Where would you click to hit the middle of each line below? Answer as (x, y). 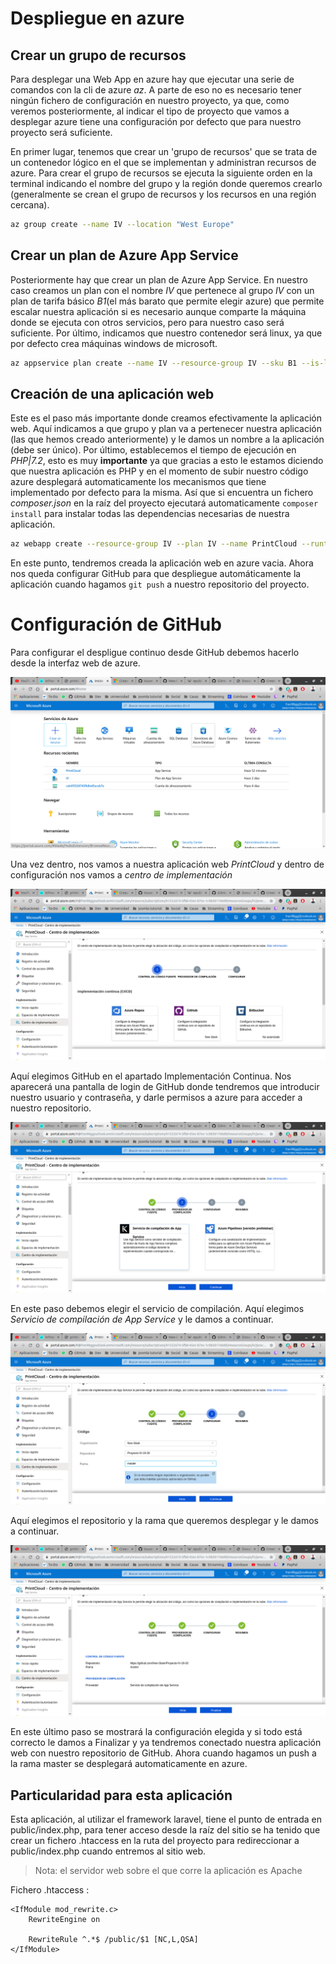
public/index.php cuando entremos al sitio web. (108, 1851)
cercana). (30, 205)
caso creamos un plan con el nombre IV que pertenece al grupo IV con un (162, 290)
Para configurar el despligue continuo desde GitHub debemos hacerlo (155, 653)
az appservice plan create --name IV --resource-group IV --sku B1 (154, 363)
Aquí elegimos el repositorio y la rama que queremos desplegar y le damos (164, 1520)
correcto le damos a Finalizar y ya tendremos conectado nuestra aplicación (166, 1743)
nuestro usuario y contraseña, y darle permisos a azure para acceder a (156, 1097)
